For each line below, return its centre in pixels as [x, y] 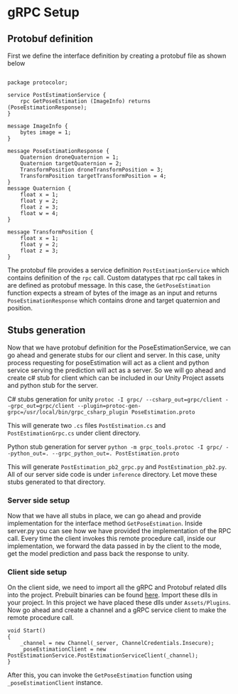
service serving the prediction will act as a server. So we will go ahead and [117, 370]
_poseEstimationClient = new [63, 650]
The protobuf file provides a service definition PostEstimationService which [118, 270]
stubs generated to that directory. [56, 482]
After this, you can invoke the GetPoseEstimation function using [100, 675]
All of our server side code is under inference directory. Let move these [112, 474]
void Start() [27, 631]
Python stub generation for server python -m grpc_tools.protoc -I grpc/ [115, 446]
